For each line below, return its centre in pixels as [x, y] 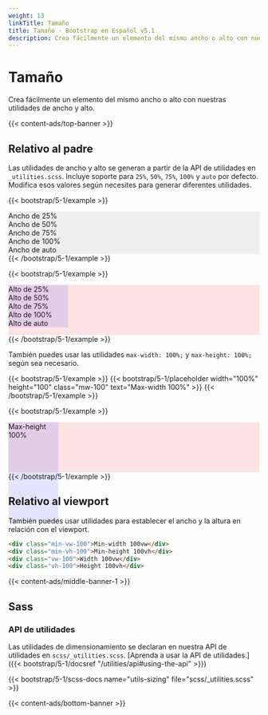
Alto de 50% [29, 298]
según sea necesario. [44, 363]
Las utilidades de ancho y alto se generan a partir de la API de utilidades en [132, 168]
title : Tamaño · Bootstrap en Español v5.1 [82, 30]
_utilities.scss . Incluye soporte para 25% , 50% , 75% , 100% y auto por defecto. [134, 176]
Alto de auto [28, 323]
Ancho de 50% [33, 224]
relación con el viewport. [49, 529]
